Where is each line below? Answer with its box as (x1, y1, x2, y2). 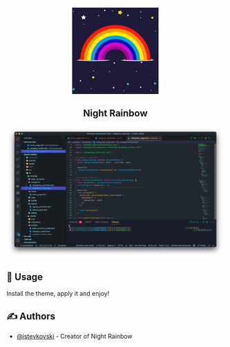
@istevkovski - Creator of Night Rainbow (16, 332, 133, 341)
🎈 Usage (6, 271, 43, 283)
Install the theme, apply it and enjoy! (6, 290, 110, 298)
